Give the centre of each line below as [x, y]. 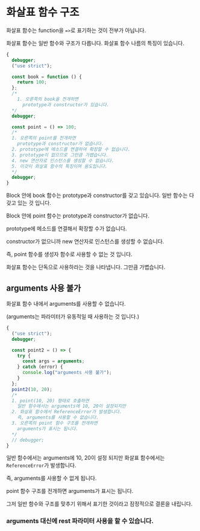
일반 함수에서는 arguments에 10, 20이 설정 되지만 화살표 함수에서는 [86, 458]
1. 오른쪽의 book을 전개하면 [48, 99]
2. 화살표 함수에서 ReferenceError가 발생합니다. [67, 412]
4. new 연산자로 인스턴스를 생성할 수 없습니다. [63, 161]
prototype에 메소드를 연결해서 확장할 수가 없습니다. [67, 229]
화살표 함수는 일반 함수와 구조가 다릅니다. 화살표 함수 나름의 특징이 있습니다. [95, 43]
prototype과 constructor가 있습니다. [66, 105]
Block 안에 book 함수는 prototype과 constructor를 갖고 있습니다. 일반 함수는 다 [100, 195]
